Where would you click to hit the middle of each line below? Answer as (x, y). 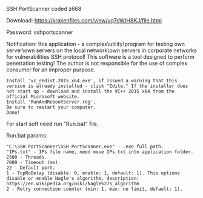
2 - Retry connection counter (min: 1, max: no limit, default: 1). (95, 189)
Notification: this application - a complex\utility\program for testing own (96, 44)
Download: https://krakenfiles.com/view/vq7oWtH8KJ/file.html (84, 20)
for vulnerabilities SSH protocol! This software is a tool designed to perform (101, 57)
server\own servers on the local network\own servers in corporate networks (101, 50)
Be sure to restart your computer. (51, 107)
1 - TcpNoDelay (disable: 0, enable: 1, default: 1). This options (93, 173)
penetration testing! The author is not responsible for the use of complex (97, 63)
